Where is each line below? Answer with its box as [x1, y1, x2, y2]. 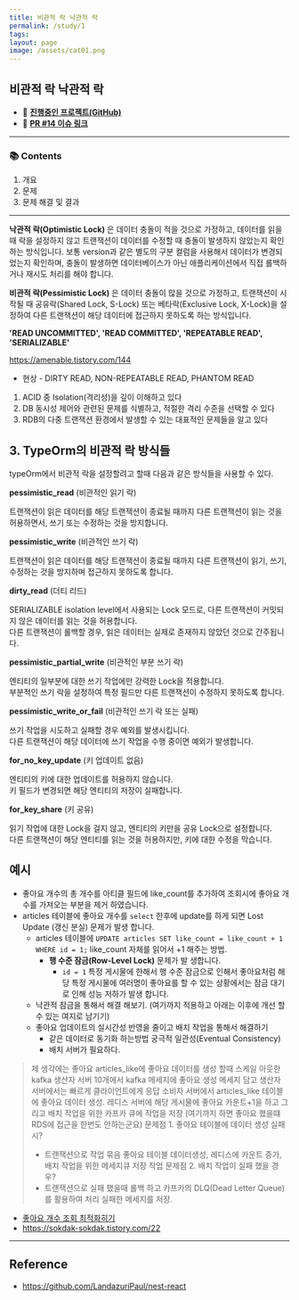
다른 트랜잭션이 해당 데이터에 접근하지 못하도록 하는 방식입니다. [32, 310, 252, 321]
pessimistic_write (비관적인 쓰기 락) [9, 536, 139, 547]
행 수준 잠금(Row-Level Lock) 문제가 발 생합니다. [48, 955, 222, 965]
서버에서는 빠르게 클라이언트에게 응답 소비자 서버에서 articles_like [30, 1085, 260, 1096]
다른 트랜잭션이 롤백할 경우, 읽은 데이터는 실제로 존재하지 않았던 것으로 [9, 626, 254, 638]
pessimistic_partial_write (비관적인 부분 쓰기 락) [9, 657, 184, 667]
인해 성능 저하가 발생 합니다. [71, 988, 169, 999]
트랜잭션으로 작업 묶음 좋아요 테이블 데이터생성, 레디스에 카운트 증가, [44, 1148, 282, 1160]
